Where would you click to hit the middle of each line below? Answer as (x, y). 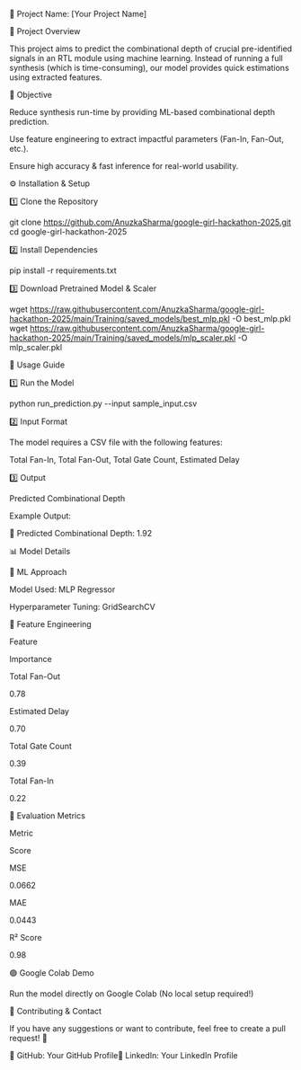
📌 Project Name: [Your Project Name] (78, 14)
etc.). (19, 149)
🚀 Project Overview (45, 31)
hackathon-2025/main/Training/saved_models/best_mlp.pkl (120, 318)
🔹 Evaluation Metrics (47, 816)
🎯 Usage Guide (37, 365)
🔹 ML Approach (38, 572)
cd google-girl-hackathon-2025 (68, 232)
